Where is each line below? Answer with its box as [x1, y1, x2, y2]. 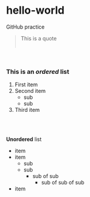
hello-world [6, 4, 65, 17]
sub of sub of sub [41, 179, 85, 186]
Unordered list [6, 136, 42, 143]
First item [14, 81, 38, 88]
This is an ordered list [6, 67, 70, 76]
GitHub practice [6, 23, 45, 30]
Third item [14, 107, 40, 114]
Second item [14, 87, 46, 95]
